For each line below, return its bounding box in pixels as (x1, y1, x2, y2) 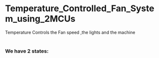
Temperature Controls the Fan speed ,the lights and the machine (5, 29, 135, 35)
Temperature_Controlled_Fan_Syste (5, 3, 155, 14)
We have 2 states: (5, 47, 49, 54)
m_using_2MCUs (5, 13, 76, 24)
